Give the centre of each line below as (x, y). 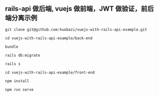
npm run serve (20, 90)
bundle (12, 47)
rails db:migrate (23, 55)
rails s (13, 64)
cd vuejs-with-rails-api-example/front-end (50, 73)
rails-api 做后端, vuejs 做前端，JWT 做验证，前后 (79, 9)
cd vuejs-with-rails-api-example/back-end (49, 38)
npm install (17, 81)
